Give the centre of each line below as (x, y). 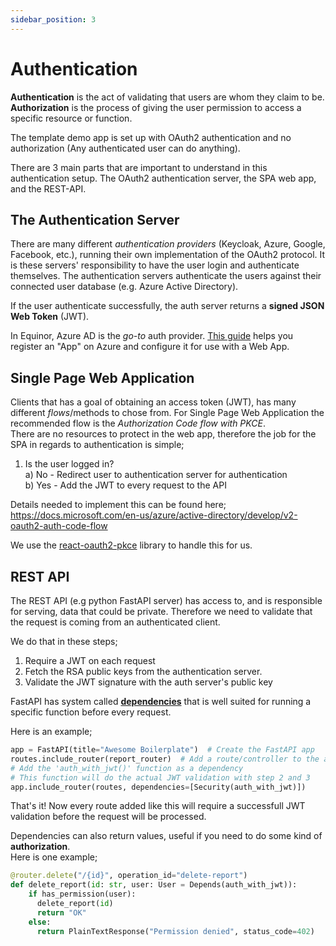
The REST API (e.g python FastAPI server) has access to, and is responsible (166, 600)
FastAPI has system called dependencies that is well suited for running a (161, 701)
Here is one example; (54, 857)
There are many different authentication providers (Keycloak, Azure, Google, (168, 244)
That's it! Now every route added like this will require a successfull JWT (158, 806)
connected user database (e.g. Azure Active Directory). (124, 287)
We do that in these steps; (64, 641)
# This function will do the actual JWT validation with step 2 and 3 (160, 777)
